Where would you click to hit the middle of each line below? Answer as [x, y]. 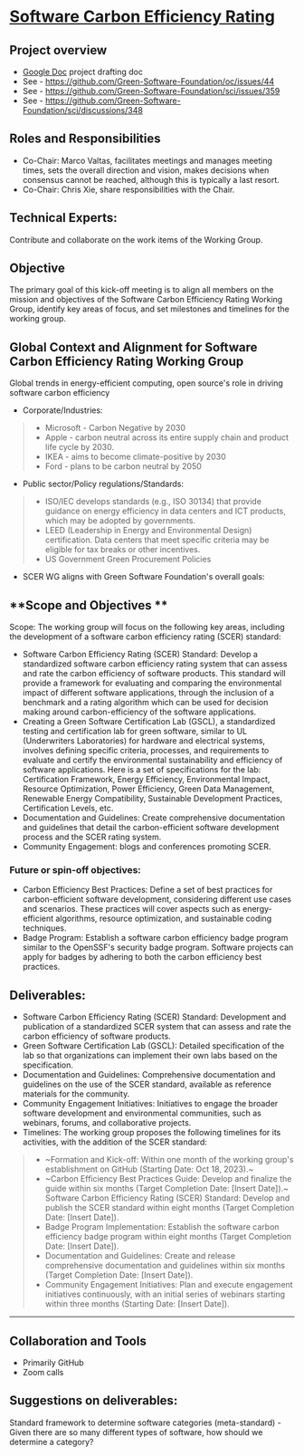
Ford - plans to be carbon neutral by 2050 [123, 466]
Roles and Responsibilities [85, 139]
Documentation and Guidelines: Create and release [140, 1256]
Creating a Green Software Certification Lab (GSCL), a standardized [149, 722]
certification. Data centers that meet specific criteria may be [157, 540]
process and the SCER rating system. [92, 837]
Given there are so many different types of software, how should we [136, 1432]
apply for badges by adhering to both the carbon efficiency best [142, 957]
